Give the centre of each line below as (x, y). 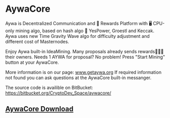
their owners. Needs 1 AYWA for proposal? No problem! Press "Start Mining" (85, 57)
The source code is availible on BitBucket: (49, 87)
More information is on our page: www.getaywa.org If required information (83, 72)
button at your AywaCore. (32, 62)
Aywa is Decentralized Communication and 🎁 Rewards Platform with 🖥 (79, 23)
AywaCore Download (39, 109)
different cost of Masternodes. (37, 41)
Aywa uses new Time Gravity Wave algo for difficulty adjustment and (78, 36)
